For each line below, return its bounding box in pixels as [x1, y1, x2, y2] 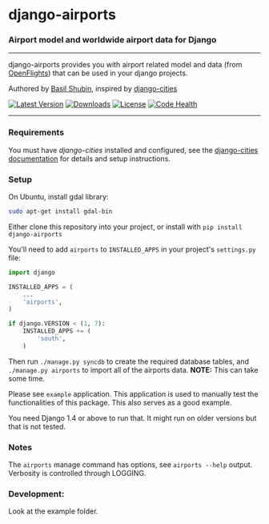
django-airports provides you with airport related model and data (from [8, 60, 243, 70]
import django [8, 268, 56, 276]
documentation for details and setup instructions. [8, 154, 171, 163]
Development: [8, 489, 65, 500]
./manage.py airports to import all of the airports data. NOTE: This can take [8, 365, 259, 374]
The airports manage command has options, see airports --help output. [8, 460, 253, 470]
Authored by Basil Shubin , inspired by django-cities [8, 84, 178, 94]
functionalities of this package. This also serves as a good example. [8, 397, 232, 407]
